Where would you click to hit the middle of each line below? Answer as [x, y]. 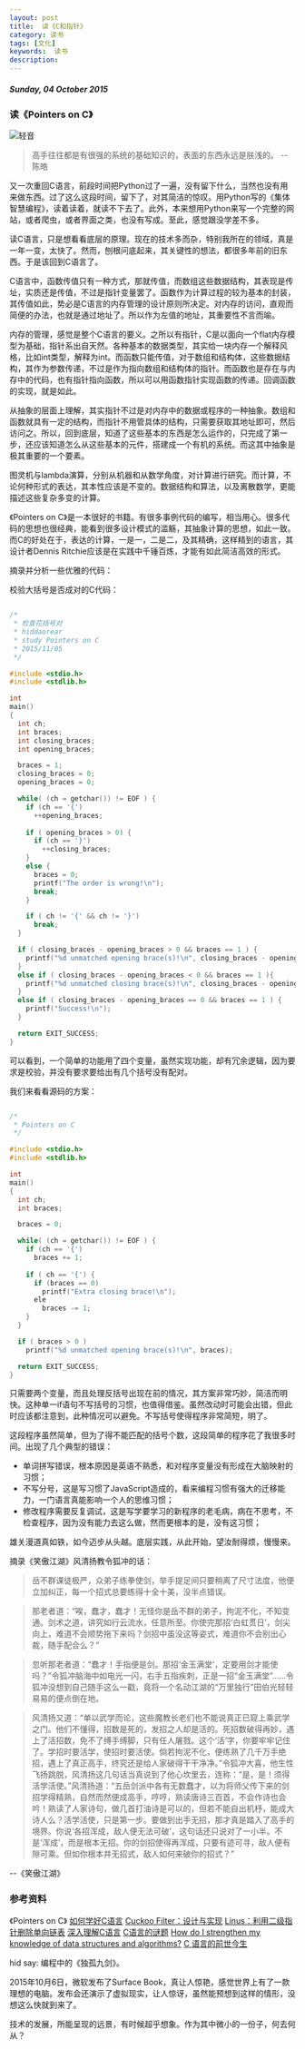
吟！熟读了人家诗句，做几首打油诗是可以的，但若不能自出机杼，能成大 [163, 1808]
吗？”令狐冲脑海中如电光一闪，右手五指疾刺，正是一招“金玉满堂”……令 [163, 1676]
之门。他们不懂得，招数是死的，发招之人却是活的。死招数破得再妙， [159, 1729]
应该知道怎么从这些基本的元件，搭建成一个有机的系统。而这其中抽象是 [164, 445]
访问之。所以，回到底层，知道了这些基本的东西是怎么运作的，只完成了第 [144, 433]
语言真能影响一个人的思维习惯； [114, 1500]
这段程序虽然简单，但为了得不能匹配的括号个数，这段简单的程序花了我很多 [148, 1435]
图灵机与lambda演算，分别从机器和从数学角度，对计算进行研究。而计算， [147, 475]
